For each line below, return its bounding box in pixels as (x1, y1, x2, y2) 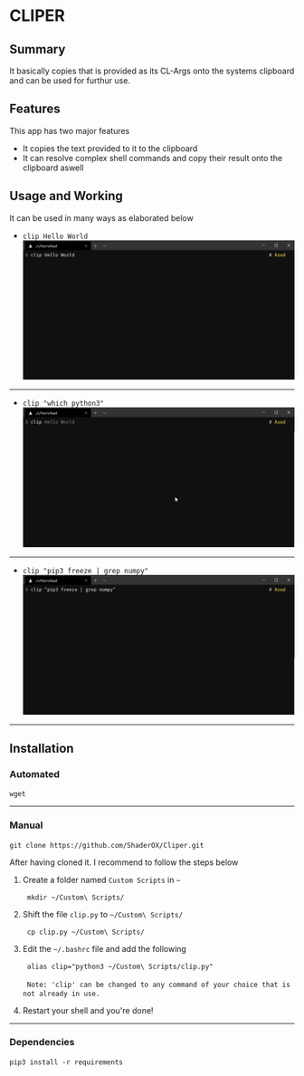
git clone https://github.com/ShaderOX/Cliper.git (9, 841, 204, 850)
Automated (9, 767, 61, 780)
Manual (9, 819, 43, 831)
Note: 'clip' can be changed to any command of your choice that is (26, 980, 291, 989)
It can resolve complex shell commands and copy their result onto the (22, 152, 283, 163)
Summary (9, 42, 66, 57)
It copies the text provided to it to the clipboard (22, 142, 198, 154)
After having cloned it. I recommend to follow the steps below (9, 857, 239, 868)
